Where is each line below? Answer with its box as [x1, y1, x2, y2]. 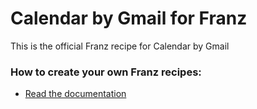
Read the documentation [24, 88, 127, 100]
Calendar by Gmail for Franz [10, 7, 248, 30]
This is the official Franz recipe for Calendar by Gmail [10, 40, 230, 52]
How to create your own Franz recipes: [10, 65, 202, 79]
